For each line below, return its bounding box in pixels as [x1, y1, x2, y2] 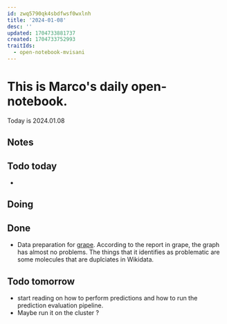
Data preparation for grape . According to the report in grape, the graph [17, 241, 220, 249]
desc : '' [7, 23, 33, 30]
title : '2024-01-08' [7, 17, 67, 24]
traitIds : [7, 42, 36, 49]
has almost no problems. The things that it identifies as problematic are [17, 248, 220, 257]
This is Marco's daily [7, 79, 129, 94]
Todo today [7, 160, 57, 172]
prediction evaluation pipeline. [17, 301, 104, 309]
